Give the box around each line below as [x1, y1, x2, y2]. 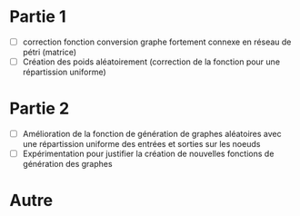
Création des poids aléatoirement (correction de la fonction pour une [22, 56, 280, 67]
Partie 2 [9, 98, 70, 119]
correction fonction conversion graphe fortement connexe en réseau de [22, 36, 292, 47]
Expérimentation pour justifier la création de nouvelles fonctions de [22, 148, 275, 160]
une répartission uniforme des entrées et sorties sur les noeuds [22, 139, 261, 150]
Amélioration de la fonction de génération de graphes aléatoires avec [22, 129, 282, 139]
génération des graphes [22, 159, 113, 170]
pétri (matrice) [22, 47, 77, 57]
